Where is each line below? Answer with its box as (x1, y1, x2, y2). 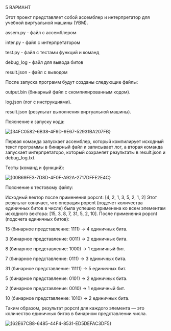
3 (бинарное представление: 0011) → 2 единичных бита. (5, 236, 128, 242)
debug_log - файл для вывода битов (5, 59, 84, 65)
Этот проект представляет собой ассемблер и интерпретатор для (5, 14, 150, 20)
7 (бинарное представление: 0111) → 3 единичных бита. (5, 255, 127, 262)
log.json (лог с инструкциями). (5, 99, 71, 105)
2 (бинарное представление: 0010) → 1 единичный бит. (5, 286, 125, 291)
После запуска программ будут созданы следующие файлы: (5, 79, 138, 85)
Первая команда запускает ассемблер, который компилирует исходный (5, 138, 164, 145)
